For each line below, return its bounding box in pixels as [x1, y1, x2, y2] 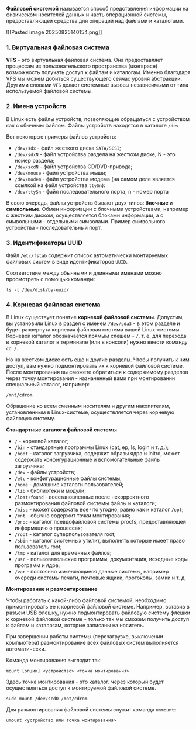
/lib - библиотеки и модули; [14, 488, 87, 495]
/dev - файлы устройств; [14, 469, 76, 476]
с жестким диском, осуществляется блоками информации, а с [6, 212, 164, 219]
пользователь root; [14, 543, 63, 550]
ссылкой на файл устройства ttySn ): [14, 181, 105, 189]
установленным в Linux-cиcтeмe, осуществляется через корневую [6, 409, 174, 416]
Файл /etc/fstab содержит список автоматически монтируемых [6, 251, 169, 259]
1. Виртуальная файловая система [6, 43, 110, 51]
